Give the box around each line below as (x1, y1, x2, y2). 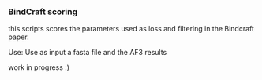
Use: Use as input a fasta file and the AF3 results (8, 48, 167, 57)
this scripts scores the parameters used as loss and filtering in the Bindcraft (8, 24, 255, 34)
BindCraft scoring (8, 6, 78, 17)
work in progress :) (8, 63, 69, 72)
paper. (8, 32, 29, 42)
